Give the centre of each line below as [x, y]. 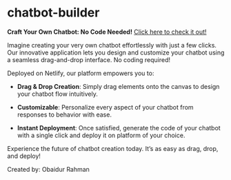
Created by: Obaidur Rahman [48, 169]
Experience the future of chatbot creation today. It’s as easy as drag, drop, [113, 148]
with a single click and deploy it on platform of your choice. [101, 135]
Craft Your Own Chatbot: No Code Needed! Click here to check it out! [107, 32]
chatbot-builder [53, 13]
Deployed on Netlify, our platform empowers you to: [81, 73]
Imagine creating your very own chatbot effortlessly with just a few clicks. [112, 45]
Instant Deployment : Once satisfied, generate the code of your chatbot [119, 128]
